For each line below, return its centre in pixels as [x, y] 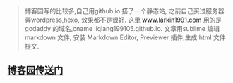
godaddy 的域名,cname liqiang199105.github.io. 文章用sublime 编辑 [122, 28]
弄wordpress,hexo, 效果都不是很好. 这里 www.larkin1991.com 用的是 [123, 20]
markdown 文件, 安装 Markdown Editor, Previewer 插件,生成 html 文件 [125, 37]
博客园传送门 [35, 71]
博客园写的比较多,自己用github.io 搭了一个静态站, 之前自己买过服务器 [124, 11]
